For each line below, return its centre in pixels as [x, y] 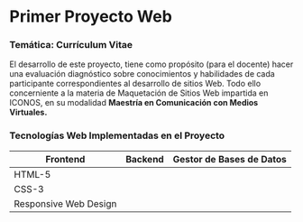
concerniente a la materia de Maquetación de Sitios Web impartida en [139, 93]
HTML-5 [32, 174]
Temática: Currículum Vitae [71, 45]
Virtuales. [28, 112]
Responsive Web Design [65, 203]
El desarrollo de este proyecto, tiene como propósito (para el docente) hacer [151, 64]
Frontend [65, 159]
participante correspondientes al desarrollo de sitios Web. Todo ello [135, 84]
